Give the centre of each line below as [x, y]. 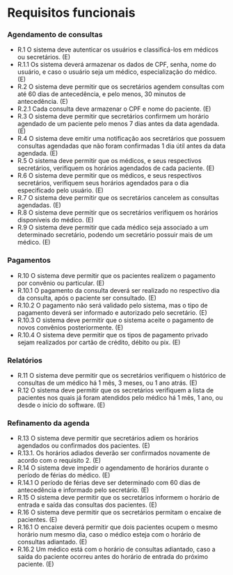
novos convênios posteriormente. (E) [70, 327]
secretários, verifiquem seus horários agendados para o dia [103, 183]
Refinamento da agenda [48, 423]
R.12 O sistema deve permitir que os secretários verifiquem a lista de [115, 390]
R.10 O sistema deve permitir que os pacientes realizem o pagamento [116, 275]
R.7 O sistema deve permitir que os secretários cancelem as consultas [118, 198]
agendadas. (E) [39, 205]
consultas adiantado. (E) [52, 542]
